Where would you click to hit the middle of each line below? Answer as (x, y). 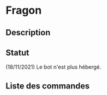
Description (28, 33)
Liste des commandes (48, 86)
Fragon (24, 10)
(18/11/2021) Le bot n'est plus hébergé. (53, 67)
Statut (17, 52)
